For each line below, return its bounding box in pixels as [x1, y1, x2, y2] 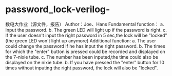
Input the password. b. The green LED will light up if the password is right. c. [5, 27, 167, 33]
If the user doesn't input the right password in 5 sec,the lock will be [5, 32, 148, 38]
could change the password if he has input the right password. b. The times [5, 43, 165, 49]
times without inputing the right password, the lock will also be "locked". [5, 65, 158, 71]
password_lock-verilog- [5, 4, 110, 15]
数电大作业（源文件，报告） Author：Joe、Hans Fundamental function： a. [5, 21, 164, 27]
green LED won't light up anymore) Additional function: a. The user [15, 37, 157, 44]
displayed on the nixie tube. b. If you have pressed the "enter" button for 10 [5, 59, 165, 65]
